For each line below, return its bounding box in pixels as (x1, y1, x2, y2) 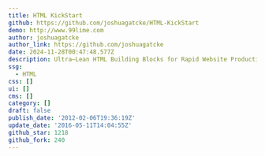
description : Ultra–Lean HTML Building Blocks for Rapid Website (8, 56, 227, 64)
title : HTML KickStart (8, 11, 83, 20)
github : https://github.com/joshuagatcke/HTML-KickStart (8, 19, 200, 27)
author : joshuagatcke (8, 33, 80, 42)
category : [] (8, 99, 51, 107)
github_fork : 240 (8, 136, 65, 144)
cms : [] (8, 92, 34, 100)
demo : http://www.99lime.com (8, 26, 104, 34)
